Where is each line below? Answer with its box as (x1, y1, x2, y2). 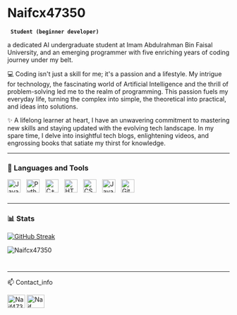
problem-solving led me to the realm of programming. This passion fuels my (7, 87, 229, 96)
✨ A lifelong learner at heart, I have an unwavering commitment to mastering (7, 116, 230, 124)
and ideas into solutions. (7, 102, 79, 111)
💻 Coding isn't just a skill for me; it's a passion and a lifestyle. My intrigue (7, 69, 222, 78)
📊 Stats (7, 214, 35, 223)
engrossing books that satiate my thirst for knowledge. (7, 139, 166, 147)
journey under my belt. (7, 55, 73, 64)
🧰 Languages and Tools (7, 163, 89, 173)
